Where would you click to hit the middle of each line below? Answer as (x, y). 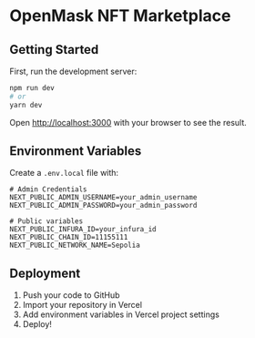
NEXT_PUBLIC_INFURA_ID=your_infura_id (83, 230)
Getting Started (54, 50)
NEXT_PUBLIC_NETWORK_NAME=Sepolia (75, 246)
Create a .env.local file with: (64, 173)
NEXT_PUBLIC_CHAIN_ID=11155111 (69, 238)
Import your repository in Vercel (82, 305)
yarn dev (26, 105)
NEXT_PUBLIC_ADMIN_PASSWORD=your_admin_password (103, 206)
